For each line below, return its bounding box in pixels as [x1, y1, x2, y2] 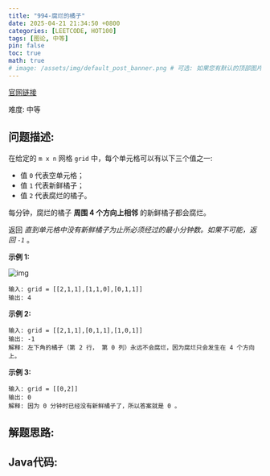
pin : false [8, 42, 45, 50]
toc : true [8, 49, 42, 57]
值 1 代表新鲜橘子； [19, 180, 84, 190]
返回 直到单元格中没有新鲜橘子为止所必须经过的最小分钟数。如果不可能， [8, 225, 250, 234]
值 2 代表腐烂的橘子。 [19, 190, 92, 200]
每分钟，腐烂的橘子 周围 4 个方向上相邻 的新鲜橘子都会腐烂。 [8, 207, 211, 217]
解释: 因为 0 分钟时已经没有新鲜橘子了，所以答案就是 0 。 [8, 402, 181, 410]
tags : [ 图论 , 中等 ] [8, 34, 69, 43]
